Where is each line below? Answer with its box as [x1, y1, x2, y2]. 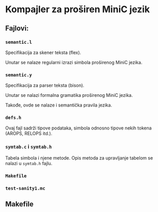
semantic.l [5, 39, 32, 45]
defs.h [5, 115, 22, 121]
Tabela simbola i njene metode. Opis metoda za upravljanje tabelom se [5, 154, 153, 161]
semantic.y [5, 72, 32, 77]
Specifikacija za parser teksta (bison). [5, 83, 85, 89]
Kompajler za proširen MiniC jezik [5, 4, 150, 15]
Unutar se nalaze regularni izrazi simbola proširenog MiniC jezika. [5, 59, 143, 65]
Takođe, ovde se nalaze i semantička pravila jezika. [5, 102, 112, 108]
